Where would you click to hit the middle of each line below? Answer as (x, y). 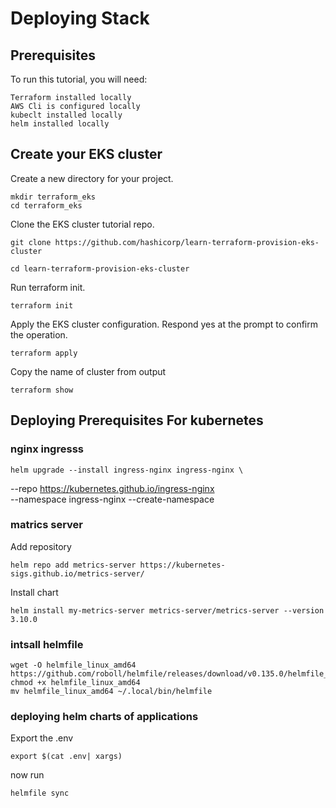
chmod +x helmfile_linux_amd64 (75, 683)
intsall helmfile (47, 644)
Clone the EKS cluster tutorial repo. (82, 224)
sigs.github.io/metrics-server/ (77, 573)
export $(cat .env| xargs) (66, 757)
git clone (31, 242)
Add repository (41, 546)
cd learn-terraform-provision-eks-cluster (100, 268)
